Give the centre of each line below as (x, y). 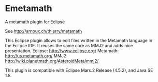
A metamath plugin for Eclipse (35, 22)
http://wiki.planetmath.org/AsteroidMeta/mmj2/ (52, 61)
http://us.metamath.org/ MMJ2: (36, 55)
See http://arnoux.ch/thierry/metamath (43, 31)
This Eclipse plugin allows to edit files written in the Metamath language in (79, 40)
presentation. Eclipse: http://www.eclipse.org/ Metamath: (62, 51)
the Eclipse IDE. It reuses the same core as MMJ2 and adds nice (69, 45)
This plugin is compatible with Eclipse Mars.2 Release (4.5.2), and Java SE (79, 70)
